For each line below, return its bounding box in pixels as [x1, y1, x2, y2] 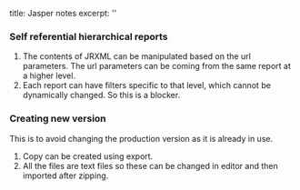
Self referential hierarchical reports [9, 30, 168, 43]
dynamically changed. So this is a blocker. [22, 90, 181, 101]
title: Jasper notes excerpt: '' [9, 8, 117, 18]
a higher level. [22, 70, 75, 81]
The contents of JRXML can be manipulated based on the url [22, 51, 252, 62]
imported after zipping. [22, 170, 109, 181]
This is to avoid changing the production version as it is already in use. [9, 133, 274, 144]
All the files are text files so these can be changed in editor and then [22, 160, 279, 171]
